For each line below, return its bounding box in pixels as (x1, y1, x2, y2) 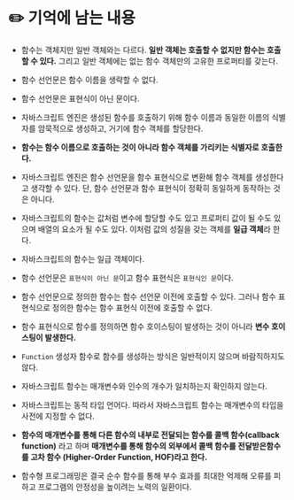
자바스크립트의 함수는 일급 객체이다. (20, 253, 145, 264)
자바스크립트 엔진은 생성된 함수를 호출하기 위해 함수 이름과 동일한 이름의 (20, 112, 270, 122)
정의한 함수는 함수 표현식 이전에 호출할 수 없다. (51, 302, 213, 312)
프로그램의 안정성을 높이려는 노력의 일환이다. (37, 481, 192, 492)
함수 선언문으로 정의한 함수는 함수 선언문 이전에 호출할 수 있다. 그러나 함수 (20, 291, 276, 302)
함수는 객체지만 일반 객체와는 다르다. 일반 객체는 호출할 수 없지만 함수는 (20, 44, 266, 55)
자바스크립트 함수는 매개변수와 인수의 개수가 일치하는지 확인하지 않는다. (20, 381, 267, 391)
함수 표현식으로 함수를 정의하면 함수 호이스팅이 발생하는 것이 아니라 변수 (20, 320, 270, 332)
